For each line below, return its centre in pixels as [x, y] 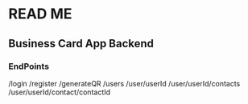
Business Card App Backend [81, 44]
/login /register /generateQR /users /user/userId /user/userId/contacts [124, 83]
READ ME [40, 14]
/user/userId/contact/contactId [60, 92]
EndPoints [29, 66]
